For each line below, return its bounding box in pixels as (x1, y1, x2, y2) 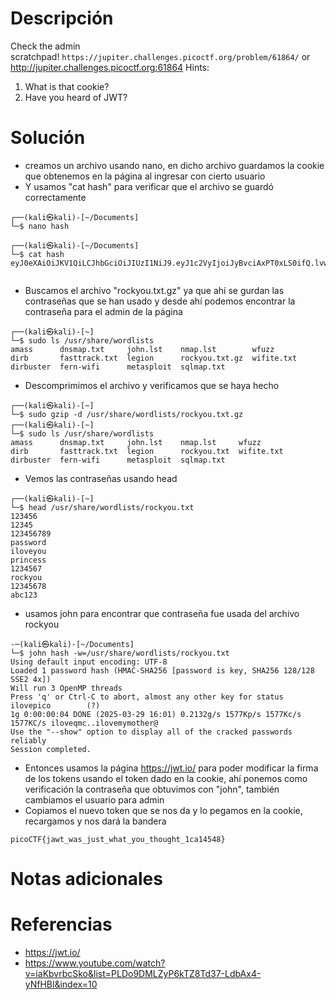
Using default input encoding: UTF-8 (10, 657, 168, 667)
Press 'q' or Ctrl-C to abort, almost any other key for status (10, 692, 284, 702)
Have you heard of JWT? (24, 91, 128, 103)
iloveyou (10, 546, 47, 556)
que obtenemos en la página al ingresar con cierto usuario (24, 170, 266, 182)
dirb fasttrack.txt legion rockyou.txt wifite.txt (10, 446, 284, 456)
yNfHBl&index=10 (24, 978, 98, 990)
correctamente (24, 191, 87, 203)
